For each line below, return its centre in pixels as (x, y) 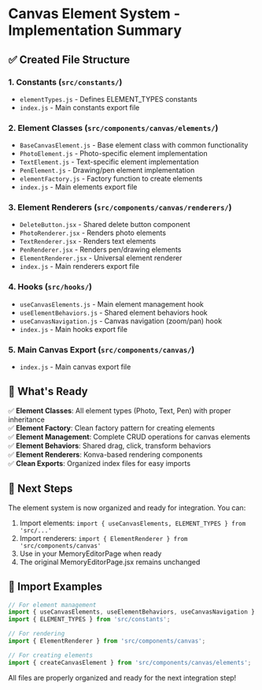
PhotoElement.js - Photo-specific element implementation (113, 154)
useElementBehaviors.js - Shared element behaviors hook (114, 312)
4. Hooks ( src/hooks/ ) (50, 287)
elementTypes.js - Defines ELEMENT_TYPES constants (109, 99)
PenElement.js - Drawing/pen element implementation (107, 170)
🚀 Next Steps (41, 489)
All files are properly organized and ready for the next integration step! (122, 677)
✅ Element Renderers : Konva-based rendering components (105, 454)
